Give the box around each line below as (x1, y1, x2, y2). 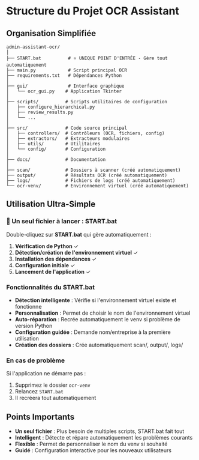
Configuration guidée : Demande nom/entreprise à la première (14, 328, 171, 336)
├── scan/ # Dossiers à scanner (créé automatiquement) (6, 167, 181, 173)
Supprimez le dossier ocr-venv (14, 381, 91, 389)
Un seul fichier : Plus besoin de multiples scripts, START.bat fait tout (14, 428, 185, 435)
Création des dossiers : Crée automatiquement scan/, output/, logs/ (14, 341, 183, 348)
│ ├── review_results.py (6, 109, 74, 115)
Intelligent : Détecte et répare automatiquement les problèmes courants (14, 434, 193, 441)
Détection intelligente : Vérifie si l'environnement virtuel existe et (14, 296, 177, 304)
